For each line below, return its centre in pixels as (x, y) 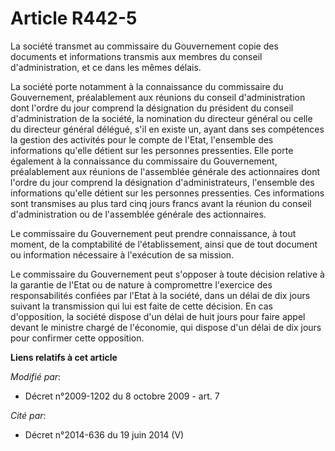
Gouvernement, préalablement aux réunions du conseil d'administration (158, 97)
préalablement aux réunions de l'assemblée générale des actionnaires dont (165, 171)
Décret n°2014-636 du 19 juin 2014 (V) (104, 434)
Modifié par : (36, 376)
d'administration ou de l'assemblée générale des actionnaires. (138, 214)
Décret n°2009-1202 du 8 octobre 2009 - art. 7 (122, 396)
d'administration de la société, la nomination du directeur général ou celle (161, 118)
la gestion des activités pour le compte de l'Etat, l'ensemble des (142, 139)
